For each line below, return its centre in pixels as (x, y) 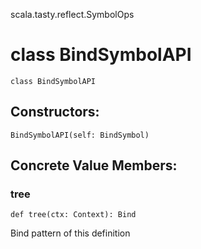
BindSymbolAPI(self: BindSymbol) (80, 135)
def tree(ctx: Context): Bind (73, 215)
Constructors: (55, 112)
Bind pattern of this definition (70, 233)
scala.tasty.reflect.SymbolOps (72, 14)
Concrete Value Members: (94, 165)
